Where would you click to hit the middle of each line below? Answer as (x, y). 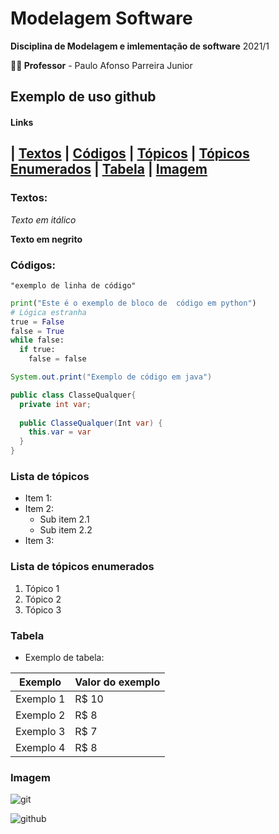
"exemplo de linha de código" (73, 285)
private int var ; (55, 404)
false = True (37, 331)
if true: (37, 350)
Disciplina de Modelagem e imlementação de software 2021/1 (140, 46)
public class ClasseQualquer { (73, 395)
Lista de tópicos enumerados (82, 567)
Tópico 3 (43, 609)
